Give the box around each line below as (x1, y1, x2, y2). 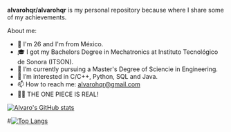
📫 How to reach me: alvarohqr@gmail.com (17, 80, 140, 88)
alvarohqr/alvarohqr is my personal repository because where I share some (7, 6, 225, 14)
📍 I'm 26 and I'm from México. (17, 40, 104, 48)
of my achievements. (7, 13, 67, 21)
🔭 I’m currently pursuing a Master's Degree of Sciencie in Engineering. (17, 65, 218, 73)
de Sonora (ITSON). (17, 58, 74, 66)
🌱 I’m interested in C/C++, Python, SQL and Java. (17, 73, 158, 80)
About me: (7, 27, 37, 35)
